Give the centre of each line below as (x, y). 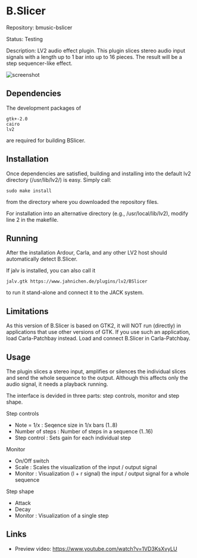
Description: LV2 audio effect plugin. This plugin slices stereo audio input (96, 50)
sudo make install (29, 191)
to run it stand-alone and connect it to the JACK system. (75, 293)
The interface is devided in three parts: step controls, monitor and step (93, 396)
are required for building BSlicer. (46, 140)
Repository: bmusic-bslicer (39, 27)
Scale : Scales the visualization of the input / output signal (86, 467)
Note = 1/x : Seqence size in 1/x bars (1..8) (66, 425)
